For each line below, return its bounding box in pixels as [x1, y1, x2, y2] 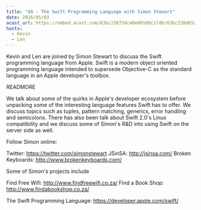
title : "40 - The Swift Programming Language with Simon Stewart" [6, 8, 175, 15]
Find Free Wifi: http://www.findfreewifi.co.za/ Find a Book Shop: [6, 180, 165, 186]
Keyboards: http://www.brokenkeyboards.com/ [6, 156, 122, 163]
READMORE [6, 84, 36, 90]
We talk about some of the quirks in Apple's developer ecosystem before [6, 95, 187, 102]
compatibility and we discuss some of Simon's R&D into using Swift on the [6, 121, 190, 127]
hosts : [6, 25, 23, 32]
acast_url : [6, 20, 33, 26]
